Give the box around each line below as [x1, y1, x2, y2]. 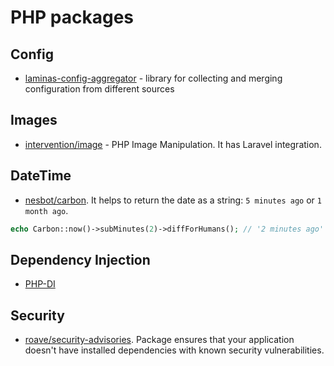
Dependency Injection [10, 251, 151, 268]
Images [10, 112, 58, 129]
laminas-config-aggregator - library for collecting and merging [24, 72, 283, 84]
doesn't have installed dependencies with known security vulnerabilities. [24, 344, 325, 356]
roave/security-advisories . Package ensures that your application [24, 334, 295, 346]
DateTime [10, 167, 72, 185]
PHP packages [10, 6, 135, 29]
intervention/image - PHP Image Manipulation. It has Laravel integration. [24, 138, 322, 150]
